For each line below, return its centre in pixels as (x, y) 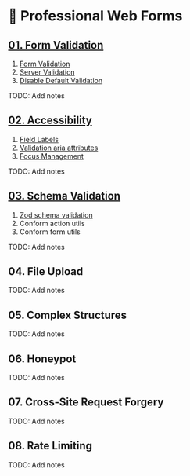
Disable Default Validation (61, 81)
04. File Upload (46, 271)
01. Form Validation (56, 45)
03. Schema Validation (65, 196)
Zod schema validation (56, 214)
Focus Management (52, 156)
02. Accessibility (50, 121)
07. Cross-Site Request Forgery (86, 403)
